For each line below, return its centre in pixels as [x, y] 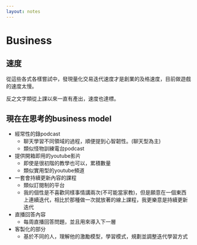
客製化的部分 [30, 229]
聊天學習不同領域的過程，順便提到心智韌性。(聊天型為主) [92, 141]
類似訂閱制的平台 [44, 185]
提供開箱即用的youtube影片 [47, 156]
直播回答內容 [30, 215]
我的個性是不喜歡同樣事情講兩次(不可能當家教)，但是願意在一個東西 [105, 193]
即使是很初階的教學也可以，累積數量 [67, 163]
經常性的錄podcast [37, 134]
